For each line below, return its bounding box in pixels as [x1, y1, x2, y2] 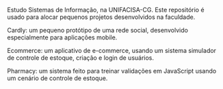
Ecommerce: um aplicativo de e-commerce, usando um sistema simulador [7, 47, 217, 54]
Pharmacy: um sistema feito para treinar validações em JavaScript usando [7, 67, 217, 75]
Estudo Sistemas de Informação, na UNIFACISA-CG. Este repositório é [7, 6, 205, 14]
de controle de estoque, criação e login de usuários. [7, 54, 155, 62]
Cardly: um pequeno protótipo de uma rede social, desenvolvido [7, 26, 188, 34]
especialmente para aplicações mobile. [7, 33, 118, 41]
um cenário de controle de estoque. [7, 74, 108, 82]
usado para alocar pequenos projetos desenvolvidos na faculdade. [7, 13, 196, 21]
